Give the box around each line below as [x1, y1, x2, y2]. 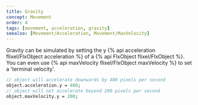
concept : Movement [6, 14, 52, 20]
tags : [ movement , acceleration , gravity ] [6, 25, 110, 31]
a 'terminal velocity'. [6, 65, 55, 73]
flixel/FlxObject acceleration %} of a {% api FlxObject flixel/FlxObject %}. [6, 53, 185, 60]
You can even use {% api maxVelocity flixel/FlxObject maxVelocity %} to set [6, 60, 192, 67]
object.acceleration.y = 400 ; [6, 83, 81, 88]
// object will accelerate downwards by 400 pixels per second [6, 77, 166, 83]
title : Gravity [6, 8, 44, 15]
